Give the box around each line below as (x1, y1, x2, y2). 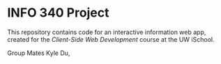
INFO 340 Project (7, 5, 109, 21)
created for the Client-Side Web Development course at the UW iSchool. (7, 35, 215, 43)
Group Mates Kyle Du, (7, 49, 70, 57)
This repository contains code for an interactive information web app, (7, 28, 206, 36)
